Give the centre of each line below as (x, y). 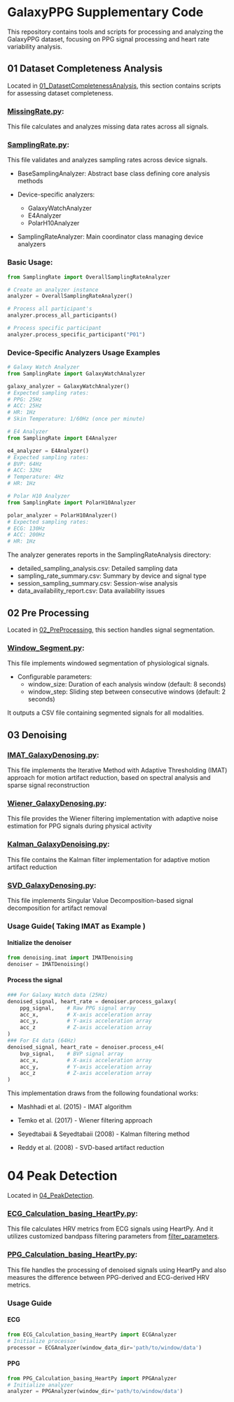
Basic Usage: (30, 263)
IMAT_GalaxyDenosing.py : (53, 755)
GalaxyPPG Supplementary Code (105, 12)
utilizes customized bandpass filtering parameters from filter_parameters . (113, 1236)
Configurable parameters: (55, 677)
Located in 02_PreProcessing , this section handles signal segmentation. (111, 630)
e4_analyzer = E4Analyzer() (48, 451)
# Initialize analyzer (40, 1385)
